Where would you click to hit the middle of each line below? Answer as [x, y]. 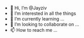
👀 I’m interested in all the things [43, 13]
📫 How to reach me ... [34, 30]
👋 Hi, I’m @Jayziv [29, 8]
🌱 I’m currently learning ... [37, 19]
